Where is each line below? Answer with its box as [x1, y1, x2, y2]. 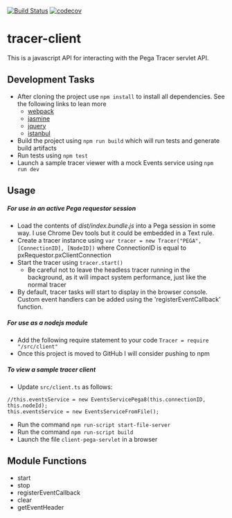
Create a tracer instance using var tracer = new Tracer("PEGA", [17, 236, 202, 245]
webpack [27, 107, 54, 115]
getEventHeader [17, 503, 64, 511]
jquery [27, 121, 46, 130]
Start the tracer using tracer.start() [17, 259, 123, 267]
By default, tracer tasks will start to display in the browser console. [17, 288, 208, 296]
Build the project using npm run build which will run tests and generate [17, 136, 220, 145]
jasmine [27, 114, 51, 123]
